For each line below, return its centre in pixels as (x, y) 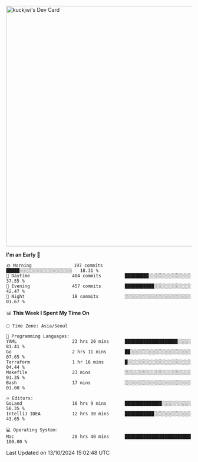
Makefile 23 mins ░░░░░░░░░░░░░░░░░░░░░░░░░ (99, 372)
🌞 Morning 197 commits (55, 266)
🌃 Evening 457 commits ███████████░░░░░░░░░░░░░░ (99, 286)
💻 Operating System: (32, 430)
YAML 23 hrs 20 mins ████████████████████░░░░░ (99, 342)
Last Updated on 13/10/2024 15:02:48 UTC (58, 453)
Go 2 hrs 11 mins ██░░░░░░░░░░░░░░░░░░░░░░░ (99, 352)
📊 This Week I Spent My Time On (48, 313)
